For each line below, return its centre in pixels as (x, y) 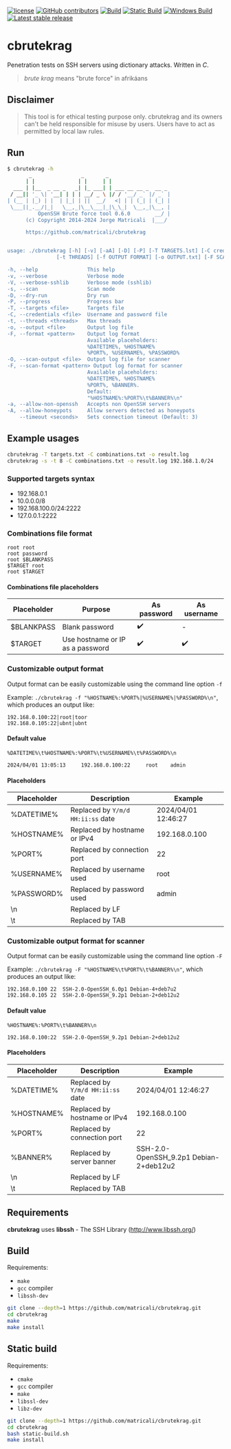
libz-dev (30, 1409)
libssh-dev (33, 1296)
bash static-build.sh (38, 1434)
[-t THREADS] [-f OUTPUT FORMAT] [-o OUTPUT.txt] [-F (135, 257)
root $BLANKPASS (30, 560)
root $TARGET (26, 572)
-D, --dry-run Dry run (58, 295)
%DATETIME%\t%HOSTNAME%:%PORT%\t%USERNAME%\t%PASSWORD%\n (92, 753)
